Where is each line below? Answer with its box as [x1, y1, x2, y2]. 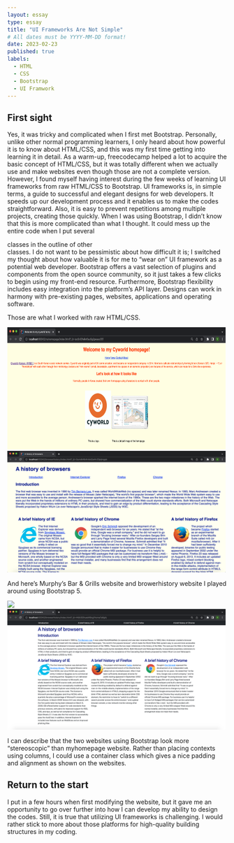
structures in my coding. [7, 827, 78, 835]
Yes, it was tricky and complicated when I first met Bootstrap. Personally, [7, 130, 218, 139]
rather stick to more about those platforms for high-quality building [7, 820, 200, 828]
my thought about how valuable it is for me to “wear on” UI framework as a [7, 255, 222, 264]
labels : [7, 56, 30, 63]
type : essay [7, 18, 42, 26]
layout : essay [7, 11, 49, 18]
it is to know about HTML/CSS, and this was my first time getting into [7, 145, 206, 154]
